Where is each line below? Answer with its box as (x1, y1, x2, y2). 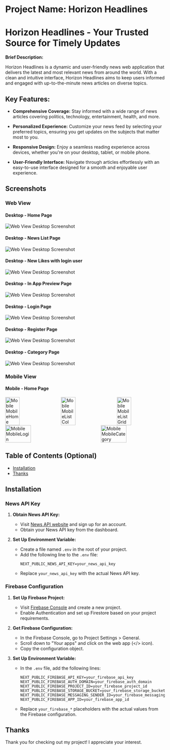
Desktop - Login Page (5, 303, 52, 310)
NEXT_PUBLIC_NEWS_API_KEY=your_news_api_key (20, 561, 116, 567)
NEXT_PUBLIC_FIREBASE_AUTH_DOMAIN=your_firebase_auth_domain (20, 679, 152, 684)
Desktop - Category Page (5, 349, 60, 355)
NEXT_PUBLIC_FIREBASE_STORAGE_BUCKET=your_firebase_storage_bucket (20, 688, 165, 693)
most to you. (12, 134, 39, 140)
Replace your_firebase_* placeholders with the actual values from (20, 705, 158, 712)
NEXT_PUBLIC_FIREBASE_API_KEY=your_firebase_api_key (20, 675, 134, 680)
